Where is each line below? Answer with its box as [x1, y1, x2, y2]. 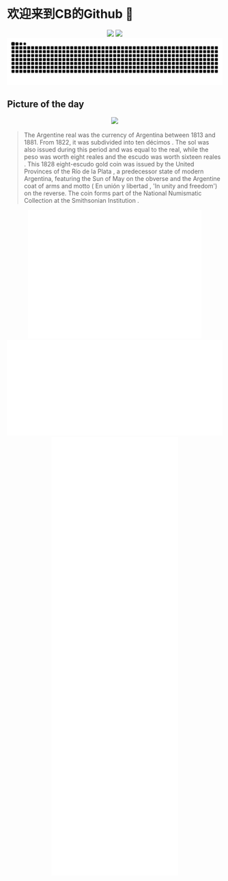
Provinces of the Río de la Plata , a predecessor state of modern [23, 167, 204, 175]
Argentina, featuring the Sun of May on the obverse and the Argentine [23, 174, 220, 182]
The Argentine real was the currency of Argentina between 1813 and [23, 131, 216, 139]
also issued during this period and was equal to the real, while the [23, 145, 209, 153]
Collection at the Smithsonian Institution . [23, 196, 140, 204]
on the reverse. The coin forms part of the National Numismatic [23, 189, 202, 197]
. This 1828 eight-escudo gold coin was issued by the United [23, 160, 195, 168]
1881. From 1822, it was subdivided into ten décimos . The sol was [23, 138, 210, 146]
